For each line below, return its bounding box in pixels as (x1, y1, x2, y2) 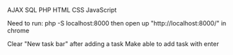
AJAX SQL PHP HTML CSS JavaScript (7, 6, 117, 14)
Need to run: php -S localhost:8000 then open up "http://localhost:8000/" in (7, 19, 227, 27)
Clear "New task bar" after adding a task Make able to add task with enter (7, 40, 220, 47)
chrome (7, 27, 30, 34)
